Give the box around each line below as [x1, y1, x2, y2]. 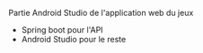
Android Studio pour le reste [21, 34, 127, 44]
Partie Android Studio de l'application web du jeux [8, 8, 194, 18]
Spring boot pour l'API [21, 25, 104, 34]
